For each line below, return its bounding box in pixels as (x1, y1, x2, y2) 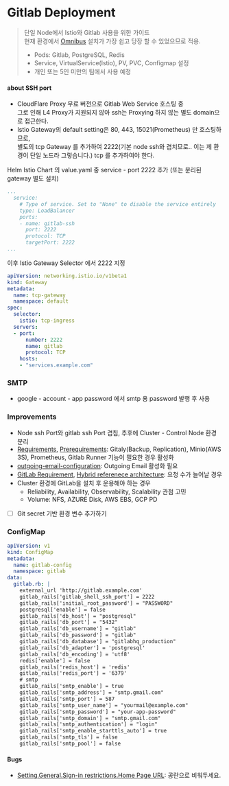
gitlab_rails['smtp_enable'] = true (19, 683, 125, 690)
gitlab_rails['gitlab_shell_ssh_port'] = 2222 (19, 593, 155, 600)
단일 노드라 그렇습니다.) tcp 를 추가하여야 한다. (29, 151, 155, 159)
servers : (13, 323, 38, 330)
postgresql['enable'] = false (19, 606, 106, 613)
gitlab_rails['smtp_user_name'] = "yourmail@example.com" (19, 702, 189, 708)
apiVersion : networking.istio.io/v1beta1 (7, 273, 128, 279)
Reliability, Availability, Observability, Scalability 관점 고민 (27, 487, 186, 496)
